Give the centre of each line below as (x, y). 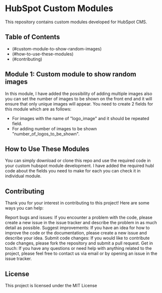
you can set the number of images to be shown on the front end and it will (79, 99)
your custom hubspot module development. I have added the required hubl (80, 166)
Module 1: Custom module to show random (71, 74)
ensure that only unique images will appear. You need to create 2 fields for (79, 104)
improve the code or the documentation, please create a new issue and (76, 233)
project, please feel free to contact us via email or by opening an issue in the (81, 254)
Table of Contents (33, 37)
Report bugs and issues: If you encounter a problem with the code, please (79, 217)
